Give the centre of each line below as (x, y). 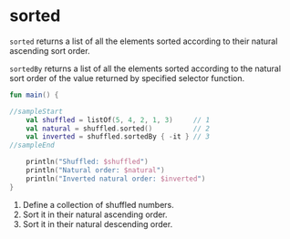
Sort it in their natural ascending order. (95, 214)
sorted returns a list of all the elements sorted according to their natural (144, 41)
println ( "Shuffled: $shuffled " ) (87, 162)
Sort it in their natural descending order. (98, 223)
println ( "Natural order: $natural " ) (96, 171)
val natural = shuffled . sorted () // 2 (118, 129)
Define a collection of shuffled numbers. (98, 204)
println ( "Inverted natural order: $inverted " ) (116, 179)
